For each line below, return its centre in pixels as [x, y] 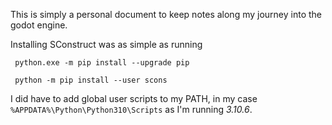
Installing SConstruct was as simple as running [106, 44]
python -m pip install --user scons [91, 80]
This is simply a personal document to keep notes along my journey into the [166, 14]
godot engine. [39, 25]
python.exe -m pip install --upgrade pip [102, 63]
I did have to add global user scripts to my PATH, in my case [134, 98]
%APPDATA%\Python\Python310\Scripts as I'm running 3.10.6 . [131, 109]
